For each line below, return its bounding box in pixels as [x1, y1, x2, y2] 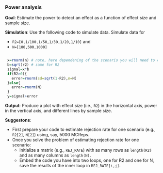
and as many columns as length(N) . [19, 152, 91, 158]
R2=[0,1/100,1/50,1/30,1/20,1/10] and [12, 39, 91, 45]
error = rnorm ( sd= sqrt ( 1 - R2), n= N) [11, 76, 77, 81]
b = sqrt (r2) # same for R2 [7, 63, 60, 67]
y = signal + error [7, 94, 38, 99]
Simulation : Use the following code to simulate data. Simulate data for [5, 30, 146, 35]
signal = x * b [7, 67, 29, 72]
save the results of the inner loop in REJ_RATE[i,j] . [19, 163, 121, 169]
